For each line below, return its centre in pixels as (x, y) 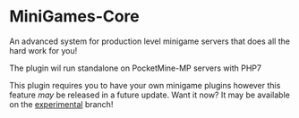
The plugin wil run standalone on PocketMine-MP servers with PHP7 (136, 68)
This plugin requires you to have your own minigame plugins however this (145, 85)
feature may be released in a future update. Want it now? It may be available (150, 95)
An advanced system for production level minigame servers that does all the (150, 41)
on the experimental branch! (61, 104)
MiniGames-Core (75, 17)
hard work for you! (43, 50)
